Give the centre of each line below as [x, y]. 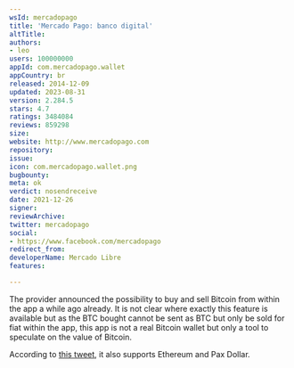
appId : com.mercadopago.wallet [67, 68]
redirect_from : [37, 249]
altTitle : [28, 34]
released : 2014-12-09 [49, 84]
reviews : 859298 [39, 126]
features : [28, 266]
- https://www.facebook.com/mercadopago [86, 241]
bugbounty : [29, 175]
